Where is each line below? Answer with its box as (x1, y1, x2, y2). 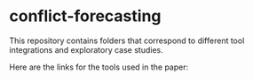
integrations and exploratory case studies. (9, 44, 163, 55)
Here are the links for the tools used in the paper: (9, 62, 189, 72)
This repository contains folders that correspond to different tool (9, 35, 245, 46)
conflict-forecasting (9, 6, 162, 26)
